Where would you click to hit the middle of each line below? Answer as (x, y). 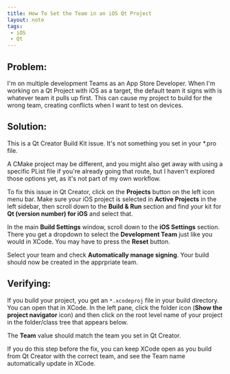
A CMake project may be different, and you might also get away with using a (115, 164)
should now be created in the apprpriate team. (73, 262)
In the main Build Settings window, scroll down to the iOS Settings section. (114, 226)
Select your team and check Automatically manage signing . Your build (108, 255)
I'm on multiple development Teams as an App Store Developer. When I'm (111, 83)
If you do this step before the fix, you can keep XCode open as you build (110, 349)
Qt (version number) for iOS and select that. (70, 213)
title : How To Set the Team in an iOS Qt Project (80, 13)
